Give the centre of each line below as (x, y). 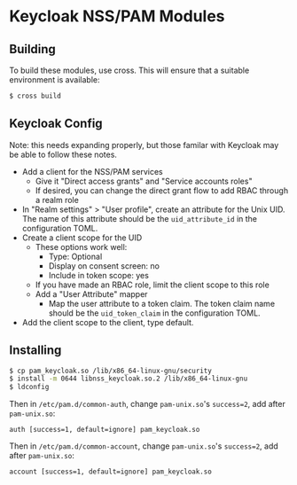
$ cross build (35, 96)
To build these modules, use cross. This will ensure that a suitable (129, 70)
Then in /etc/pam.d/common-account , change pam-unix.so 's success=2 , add (144, 446)
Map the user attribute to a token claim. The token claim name (162, 303)
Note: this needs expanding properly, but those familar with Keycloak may (144, 145)
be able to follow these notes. (63, 154)
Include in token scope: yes (98, 275)
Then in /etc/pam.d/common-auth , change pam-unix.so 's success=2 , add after (147, 404)
